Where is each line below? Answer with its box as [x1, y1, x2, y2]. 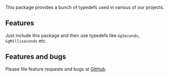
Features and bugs [5, 53, 67, 61]
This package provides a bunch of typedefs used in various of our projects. [5, 5, 165, 10]
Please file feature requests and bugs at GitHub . [5, 66, 107, 72]
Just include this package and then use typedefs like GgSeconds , [5, 32, 140, 38]
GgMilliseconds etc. [5, 37, 47, 44]
